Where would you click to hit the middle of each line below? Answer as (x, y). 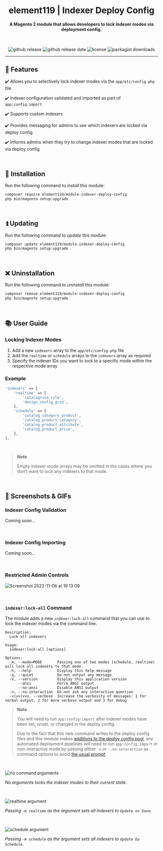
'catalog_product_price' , (49, 429)
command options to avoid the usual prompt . (62, 754)
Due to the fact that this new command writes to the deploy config (83, 733)
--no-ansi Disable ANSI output (58, 688)
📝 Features (22, 69)
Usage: (12, 645)
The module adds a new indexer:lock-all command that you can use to (77, 618)
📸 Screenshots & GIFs (38, 496)
